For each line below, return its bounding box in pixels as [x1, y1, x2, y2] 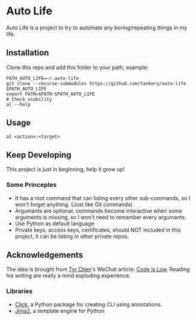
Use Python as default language [14, 220, 95, 227]
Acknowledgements [6, 250, 83, 260]
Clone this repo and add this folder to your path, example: [6, 64, 149, 71]
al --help [6, 101, 31, 107]
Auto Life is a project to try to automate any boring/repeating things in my [6, 24, 188, 31]
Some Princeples [6, 181, 57, 189]
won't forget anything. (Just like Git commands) [14, 201, 133, 208]
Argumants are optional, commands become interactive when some [14, 207, 183, 214]
